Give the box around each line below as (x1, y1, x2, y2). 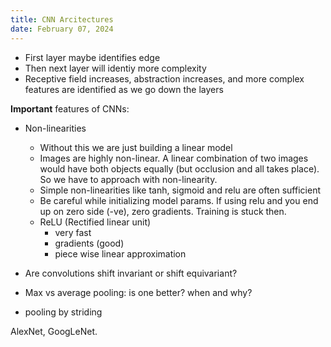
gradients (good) (54, 237, 125, 249)
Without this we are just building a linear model (39, 141, 233, 153)
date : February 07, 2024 (10, 24, 114, 34)
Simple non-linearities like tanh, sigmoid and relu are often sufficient (39, 184, 321, 196)
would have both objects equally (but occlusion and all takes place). (39, 162, 320, 175)
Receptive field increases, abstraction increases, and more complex (24, 72, 305, 85)
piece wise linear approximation (54, 247, 187, 260)
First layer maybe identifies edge (24, 51, 161, 63)
